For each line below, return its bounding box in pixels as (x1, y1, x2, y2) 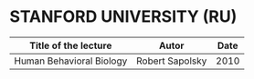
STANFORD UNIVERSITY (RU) (9, 6, 238, 27)
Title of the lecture (28, 39, 112, 52)
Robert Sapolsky (135, 54, 207, 67)
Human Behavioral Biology (14, 54, 128, 67)
